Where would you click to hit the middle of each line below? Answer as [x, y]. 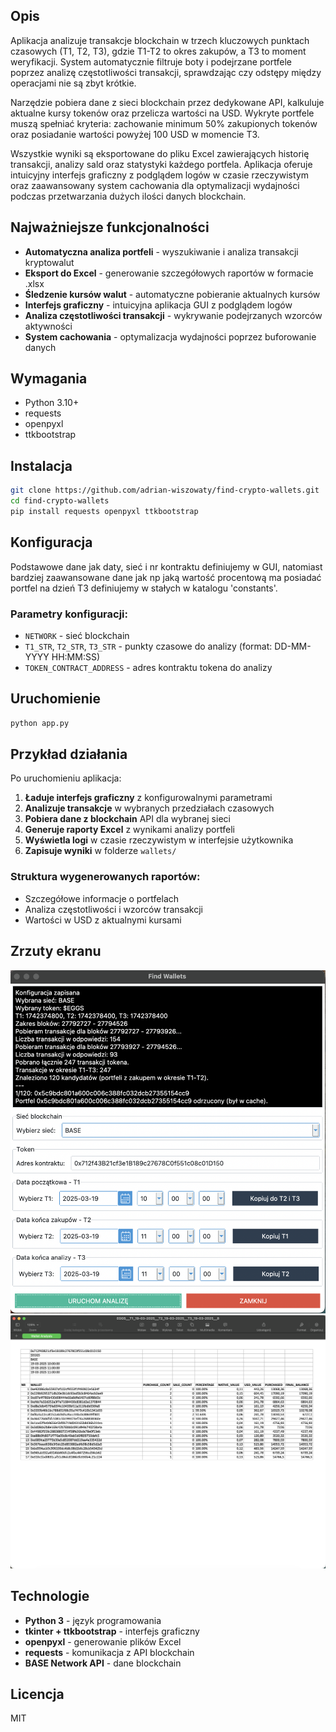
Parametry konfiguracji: [69, 614]
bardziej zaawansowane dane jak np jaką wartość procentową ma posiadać [166, 577]
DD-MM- [293, 646]
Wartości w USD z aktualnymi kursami [103, 920]
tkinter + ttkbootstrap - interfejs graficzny [112, 1631]
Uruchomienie [55, 699]
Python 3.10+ [52, 403]
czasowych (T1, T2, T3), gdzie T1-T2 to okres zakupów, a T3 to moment [158, 51]
